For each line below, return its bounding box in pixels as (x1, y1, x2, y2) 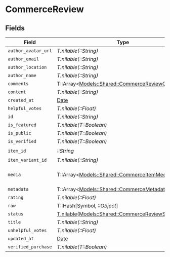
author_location (8, 64, 47, 70)
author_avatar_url (8, 48, 52, 54)
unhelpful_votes (8, 228, 47, 233)
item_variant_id (8, 157, 47, 163)
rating (8, 195, 24, 200)
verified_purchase (8, 244, 52, 249)
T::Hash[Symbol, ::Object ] (57, 202, 118, 209)
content (8, 89, 26, 95)
